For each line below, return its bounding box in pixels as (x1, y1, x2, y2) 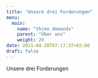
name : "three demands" (17, 25, 74, 32)
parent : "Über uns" (17, 31, 66, 37)
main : (11, 20, 26, 26)
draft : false (6, 48, 39, 54)
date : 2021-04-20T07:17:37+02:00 (6, 43, 90, 49)
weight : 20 (17, 37, 44, 43)
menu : (6, 15, 20, 21)
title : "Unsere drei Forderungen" (6, 8, 93, 15)
